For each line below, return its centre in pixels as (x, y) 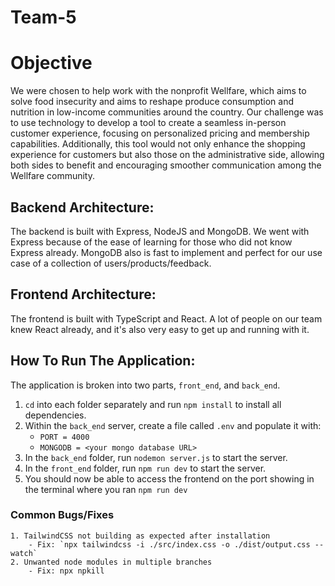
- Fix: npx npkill (66, 571)
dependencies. (55, 415)
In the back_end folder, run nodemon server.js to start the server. (156, 457)
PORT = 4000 (64, 437)
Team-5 (43, 17)
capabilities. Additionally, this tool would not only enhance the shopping (158, 144)
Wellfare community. (52, 176)
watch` (24, 553)
